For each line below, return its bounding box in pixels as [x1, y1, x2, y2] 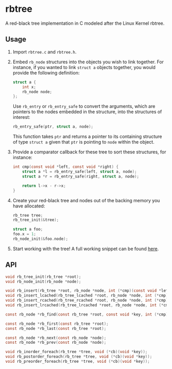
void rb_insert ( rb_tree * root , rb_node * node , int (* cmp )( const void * [5, 288, 162, 293]
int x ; [22, 84, 36, 90]
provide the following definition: [12, 69, 80, 76]
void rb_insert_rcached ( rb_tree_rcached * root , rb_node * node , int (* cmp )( [5, 298, 170, 303]
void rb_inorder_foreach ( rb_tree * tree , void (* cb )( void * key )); [5, 349, 148, 355]
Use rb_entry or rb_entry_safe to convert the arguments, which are [12, 103, 156, 110]
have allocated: [12, 203, 45, 209]
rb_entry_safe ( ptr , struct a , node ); [12, 124, 94, 129]
